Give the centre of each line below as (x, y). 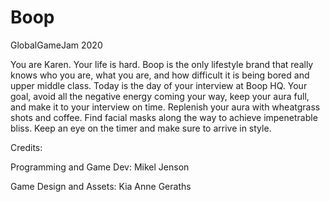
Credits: (26, 147)
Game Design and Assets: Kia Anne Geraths (101, 186)
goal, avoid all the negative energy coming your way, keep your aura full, (160, 96)
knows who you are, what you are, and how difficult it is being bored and (160, 75)
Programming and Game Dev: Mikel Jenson (100, 167)
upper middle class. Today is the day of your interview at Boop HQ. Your (159, 85)
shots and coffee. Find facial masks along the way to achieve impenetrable (164, 117)
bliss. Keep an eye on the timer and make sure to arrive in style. (141, 128)
